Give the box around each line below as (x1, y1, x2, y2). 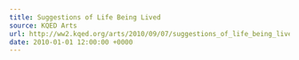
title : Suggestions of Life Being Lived (9, 12, 162, 22)
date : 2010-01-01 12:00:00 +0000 (9, 37, 133, 47)
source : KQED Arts (9, 21, 77, 30)
